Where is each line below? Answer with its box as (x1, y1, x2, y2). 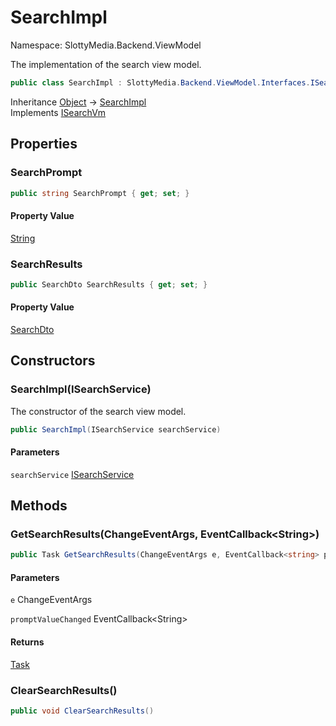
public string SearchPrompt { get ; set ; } (10, 188, 190, 198)
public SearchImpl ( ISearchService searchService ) (10, 424, 222, 435)
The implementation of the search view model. (10, 58, 202, 70)
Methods (10, 497, 68, 515)
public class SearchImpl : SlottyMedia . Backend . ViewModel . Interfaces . (10, 77, 311, 88)
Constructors (10, 352, 96, 370)
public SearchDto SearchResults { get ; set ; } (10, 279, 208, 290)
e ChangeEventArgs (10, 594, 93, 606)
